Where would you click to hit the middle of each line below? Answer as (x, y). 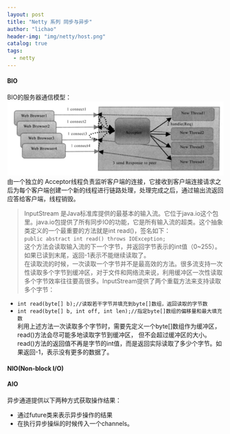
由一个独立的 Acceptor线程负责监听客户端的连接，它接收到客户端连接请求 (111, 182)
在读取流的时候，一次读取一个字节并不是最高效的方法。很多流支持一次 (123, 264)
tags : (15, 51)
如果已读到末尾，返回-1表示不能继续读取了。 (87, 255)
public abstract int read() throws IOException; (95, 239)
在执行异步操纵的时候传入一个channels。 (75, 423)
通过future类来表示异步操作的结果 (65, 415)
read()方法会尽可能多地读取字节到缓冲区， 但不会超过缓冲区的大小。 (114, 335)
